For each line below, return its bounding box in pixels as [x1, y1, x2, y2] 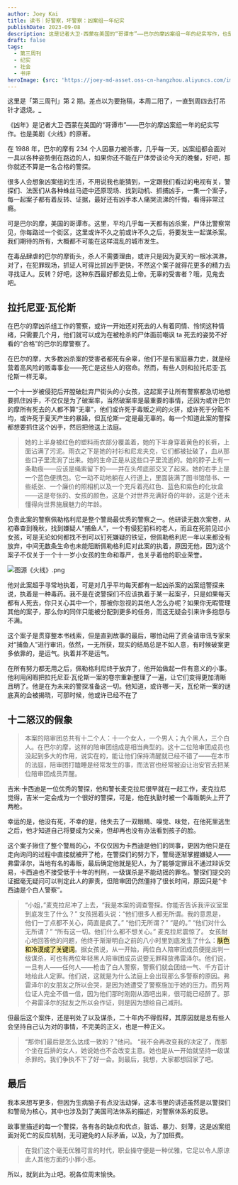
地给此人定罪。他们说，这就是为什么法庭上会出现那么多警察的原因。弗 [24, 972, 230, 980]
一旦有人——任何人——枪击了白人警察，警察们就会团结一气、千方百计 [24, 963, 230, 971]
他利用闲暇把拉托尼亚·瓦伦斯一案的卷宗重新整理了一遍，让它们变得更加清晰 [7, 673, 227, 682]
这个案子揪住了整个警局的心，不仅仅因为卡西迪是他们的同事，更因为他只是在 [7, 841, 231, 849]
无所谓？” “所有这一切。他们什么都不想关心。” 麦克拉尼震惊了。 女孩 [24, 927, 222, 936]
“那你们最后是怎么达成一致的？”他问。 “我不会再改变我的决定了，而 [24, 1037, 222, 1046]
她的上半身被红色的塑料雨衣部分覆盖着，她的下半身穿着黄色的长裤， [24, 438, 224, 447]
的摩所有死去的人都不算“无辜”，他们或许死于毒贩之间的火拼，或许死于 [7, 405, 212, 414]
